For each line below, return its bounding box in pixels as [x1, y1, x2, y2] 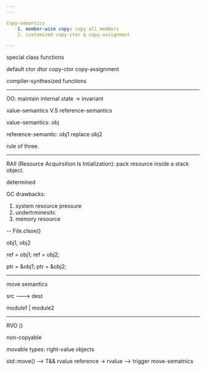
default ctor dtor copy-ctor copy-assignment [6, 66, 120, 73]
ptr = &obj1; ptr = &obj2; [6, 263, 67, 270]
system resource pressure [15, 202, 82, 210]
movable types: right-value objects [6, 346, 95, 353]
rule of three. [6, 142, 39, 150]
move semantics [6, 280, 48, 288]
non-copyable [6, 334, 42, 341]
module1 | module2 [6, 304, 55, 312]
